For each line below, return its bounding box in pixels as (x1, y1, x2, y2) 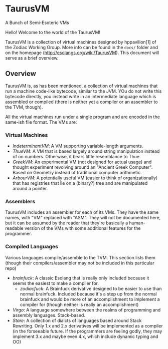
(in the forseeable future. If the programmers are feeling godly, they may (12, 328, 162, 334)
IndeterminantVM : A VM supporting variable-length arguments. (12, 143, 143, 149)
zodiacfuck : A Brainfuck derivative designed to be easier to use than (20, 285, 162, 291)
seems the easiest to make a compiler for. (12, 280, 99, 286)
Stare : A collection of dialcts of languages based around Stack (12, 317, 142, 323)
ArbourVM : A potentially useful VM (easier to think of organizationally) (12, 175, 158, 181)
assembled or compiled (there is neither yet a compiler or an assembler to (5, 99, 158, 105)
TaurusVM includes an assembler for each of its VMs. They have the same (5, 209, 159, 215)
